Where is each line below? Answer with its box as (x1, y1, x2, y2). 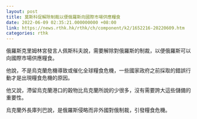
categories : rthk (6, 30, 49, 36)
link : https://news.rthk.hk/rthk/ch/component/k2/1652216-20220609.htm (6, 25, 185, 31)
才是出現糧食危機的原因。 (11, 74, 73, 81)
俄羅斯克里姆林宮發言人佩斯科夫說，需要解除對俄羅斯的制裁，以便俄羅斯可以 (6, 47, 191, 55)
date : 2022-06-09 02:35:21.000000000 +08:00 (6, 19, 117, 25)
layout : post (6, 8, 38, 15)
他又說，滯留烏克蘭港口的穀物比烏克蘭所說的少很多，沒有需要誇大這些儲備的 (6, 87, 191, 94)
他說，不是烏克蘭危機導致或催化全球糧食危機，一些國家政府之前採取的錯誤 (6, 67, 186, 74)
